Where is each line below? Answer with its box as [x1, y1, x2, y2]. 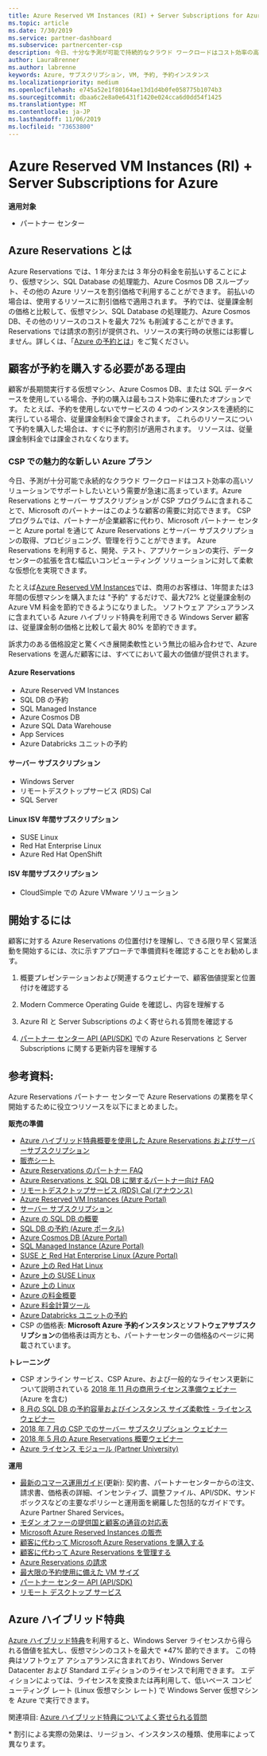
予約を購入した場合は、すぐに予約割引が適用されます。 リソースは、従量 [14, 424, 253, 434]
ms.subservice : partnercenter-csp [8, 41, 123, 49]
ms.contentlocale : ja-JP [8, 108, 91, 116]
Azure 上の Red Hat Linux [19, 1260, 103, 1271]
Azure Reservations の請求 [19, 1558, 107, 1567]
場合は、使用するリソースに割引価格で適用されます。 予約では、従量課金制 [8, 296, 253, 306]
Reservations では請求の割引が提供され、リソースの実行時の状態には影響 [8, 326, 248, 335]
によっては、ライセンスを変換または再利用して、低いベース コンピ [35, 1675, 253, 1685]
